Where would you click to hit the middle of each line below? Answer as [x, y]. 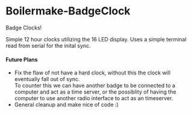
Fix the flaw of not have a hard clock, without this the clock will [92, 73]
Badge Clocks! [24, 28]
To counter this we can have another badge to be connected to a [95, 86]
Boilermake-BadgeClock [68, 11]
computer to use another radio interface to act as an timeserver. [94, 98]
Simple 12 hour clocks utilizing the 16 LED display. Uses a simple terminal [96, 39]
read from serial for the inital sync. [48, 46]
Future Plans [22, 59]
